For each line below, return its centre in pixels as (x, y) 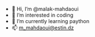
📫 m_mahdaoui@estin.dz (43, 28)
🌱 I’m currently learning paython (50, 21)
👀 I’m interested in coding (43, 15)
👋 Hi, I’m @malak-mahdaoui (45, 9)
